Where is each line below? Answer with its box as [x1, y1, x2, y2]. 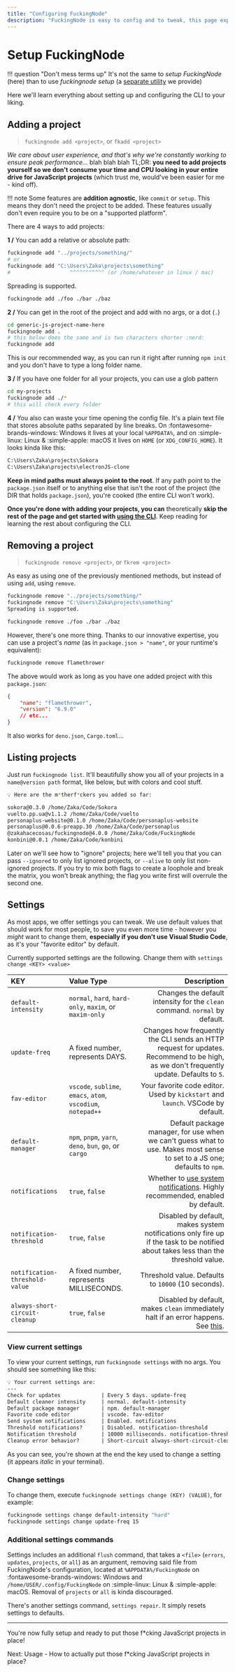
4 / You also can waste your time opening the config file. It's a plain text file [7, 413, 225, 422]
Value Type [69, 976, 108, 986]
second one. [7, 879, 43, 887]
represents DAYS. [69, 1052, 127, 1062]
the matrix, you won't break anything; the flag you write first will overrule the [7, 871, 228, 880]
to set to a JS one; [165, 1153, 225, 1163]
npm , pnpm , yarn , [69, 1132, 118, 1142]
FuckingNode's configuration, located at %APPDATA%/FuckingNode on [7, 1566, 200, 1574]
